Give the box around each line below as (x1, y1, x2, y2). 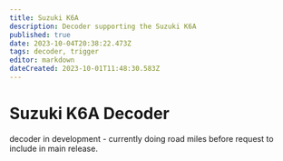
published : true (9, 30, 71, 39)
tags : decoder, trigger (9, 47, 100, 56)
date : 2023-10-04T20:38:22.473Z (9, 38, 132, 48)
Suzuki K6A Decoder (9, 104, 170, 124)
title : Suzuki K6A (9, 13, 79, 23)
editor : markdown (9, 55, 75, 65)
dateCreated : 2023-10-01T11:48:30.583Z (9, 65, 161, 74)
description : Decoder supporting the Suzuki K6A (9, 22, 197, 31)
